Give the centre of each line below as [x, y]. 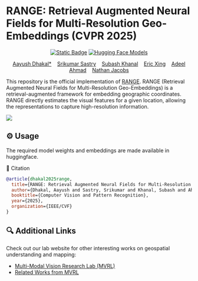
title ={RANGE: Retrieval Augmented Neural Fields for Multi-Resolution [101, 184]
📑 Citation [18, 168]
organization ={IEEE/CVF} [42, 207]
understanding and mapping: [41, 254]
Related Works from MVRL [47, 272]
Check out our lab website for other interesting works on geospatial [88, 248]
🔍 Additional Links [41, 231]
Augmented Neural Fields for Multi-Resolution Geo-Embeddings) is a [90, 87]
